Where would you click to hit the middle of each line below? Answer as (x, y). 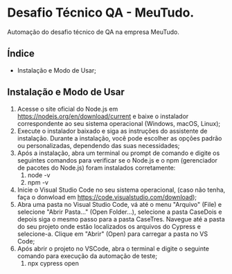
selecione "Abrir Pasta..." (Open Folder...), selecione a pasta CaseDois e (119, 212)
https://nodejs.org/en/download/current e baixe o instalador (103, 116)
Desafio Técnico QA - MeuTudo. (101, 13)
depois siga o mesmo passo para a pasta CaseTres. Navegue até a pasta (121, 219)
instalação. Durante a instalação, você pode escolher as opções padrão (119, 138)
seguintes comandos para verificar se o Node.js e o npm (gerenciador (117, 160)
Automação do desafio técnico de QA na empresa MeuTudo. (93, 32)
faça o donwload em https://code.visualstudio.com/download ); (107, 197)
